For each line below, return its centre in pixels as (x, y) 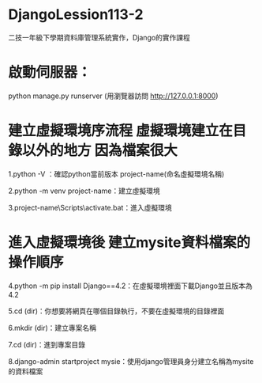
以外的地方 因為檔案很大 (100, 151)
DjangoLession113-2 (76, 15)
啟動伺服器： (50, 72)
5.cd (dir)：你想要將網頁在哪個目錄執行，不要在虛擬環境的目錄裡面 (116, 311)
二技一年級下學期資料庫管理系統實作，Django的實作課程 (99, 37)
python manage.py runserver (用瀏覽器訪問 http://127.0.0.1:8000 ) (113, 96)
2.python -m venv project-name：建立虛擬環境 (84, 191)
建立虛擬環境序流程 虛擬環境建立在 (120, 131)
